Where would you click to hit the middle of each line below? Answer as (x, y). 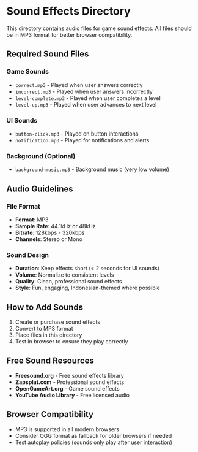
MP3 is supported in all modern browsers (67, 429)
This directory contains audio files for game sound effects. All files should (99, 28)
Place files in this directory (49, 335)
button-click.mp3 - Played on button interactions (77, 134)
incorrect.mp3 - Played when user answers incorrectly (84, 91)
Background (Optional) (41, 156)
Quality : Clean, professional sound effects (68, 282)
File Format (24, 206)
